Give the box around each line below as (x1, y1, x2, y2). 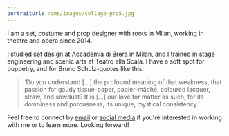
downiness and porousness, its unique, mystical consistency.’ (24, 99, 200, 108)
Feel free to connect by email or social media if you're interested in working (7, 113, 223, 122)
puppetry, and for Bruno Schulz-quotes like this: (7, 64, 144, 72)
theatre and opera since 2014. (7, 36, 93, 45)
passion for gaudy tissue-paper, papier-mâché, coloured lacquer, (24, 85, 211, 93)
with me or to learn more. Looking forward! (7, 120, 129, 128)
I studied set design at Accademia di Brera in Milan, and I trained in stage (7, 50, 216, 58)
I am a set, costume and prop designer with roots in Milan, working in (7, 29, 204, 37)
